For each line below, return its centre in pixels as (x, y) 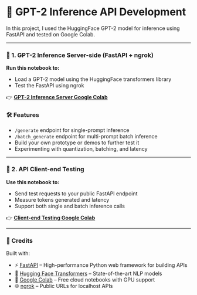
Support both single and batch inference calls (69, 206)
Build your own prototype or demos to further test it (77, 143)
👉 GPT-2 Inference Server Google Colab (57, 97)
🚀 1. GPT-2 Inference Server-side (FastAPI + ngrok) (80, 55)
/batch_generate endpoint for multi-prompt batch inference (86, 136)
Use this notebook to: (33, 182)
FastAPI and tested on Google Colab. (51, 34)
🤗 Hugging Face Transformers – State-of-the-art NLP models (88, 274)
